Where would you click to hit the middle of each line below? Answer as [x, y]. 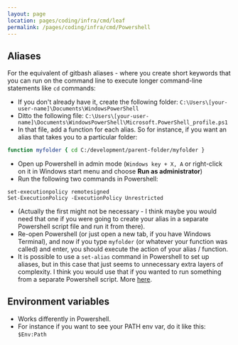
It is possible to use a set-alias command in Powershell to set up [113, 257]
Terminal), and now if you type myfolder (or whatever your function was [123, 242]
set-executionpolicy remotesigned [59, 192]
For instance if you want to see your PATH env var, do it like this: [112, 326]
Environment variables [59, 302]
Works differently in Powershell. [64, 319]
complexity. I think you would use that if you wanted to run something [119, 272]
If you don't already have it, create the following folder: [98, 102]
